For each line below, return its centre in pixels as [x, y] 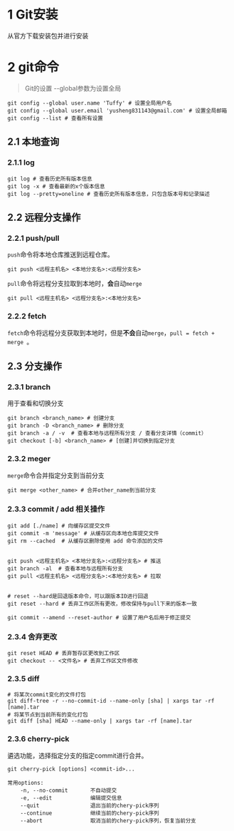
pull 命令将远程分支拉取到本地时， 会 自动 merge [75, 284]
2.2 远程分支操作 [44, 217]
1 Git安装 [33, 15]
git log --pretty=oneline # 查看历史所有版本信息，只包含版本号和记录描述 [108, 194]
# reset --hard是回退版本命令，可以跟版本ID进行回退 [78, 596]
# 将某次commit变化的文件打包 [47, 695]
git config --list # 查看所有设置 [55, 118]
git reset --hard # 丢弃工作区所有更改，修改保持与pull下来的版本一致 [102, 604]
